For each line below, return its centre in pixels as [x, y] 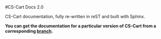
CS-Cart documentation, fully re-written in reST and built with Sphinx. [75, 16]
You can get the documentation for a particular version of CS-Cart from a [80, 26]
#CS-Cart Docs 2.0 [24, 7]
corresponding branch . [29, 31]
